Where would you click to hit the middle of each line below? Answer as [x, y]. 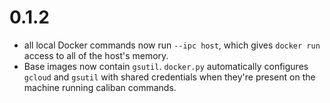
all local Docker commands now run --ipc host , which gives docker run [172, 45]
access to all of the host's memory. [96, 55]
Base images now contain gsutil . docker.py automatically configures [166, 66]
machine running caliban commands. [100, 87]
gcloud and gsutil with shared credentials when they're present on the [169, 77]
